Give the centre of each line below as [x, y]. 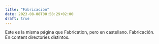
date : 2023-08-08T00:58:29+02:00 [39, 14]
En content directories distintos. [37, 37]
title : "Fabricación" [27, 9]
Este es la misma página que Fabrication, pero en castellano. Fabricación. [80, 32]
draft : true [17, 18]
